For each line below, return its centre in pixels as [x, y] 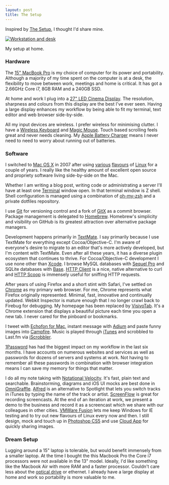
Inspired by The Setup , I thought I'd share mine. [55, 29]
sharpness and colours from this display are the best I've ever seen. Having [84, 104]
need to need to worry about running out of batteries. [61, 140]
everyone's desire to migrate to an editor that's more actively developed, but [85, 248]
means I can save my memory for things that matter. [59, 368]
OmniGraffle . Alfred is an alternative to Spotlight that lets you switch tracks [83, 389]
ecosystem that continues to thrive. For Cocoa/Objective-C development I [82, 259]
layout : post [19, 10]
